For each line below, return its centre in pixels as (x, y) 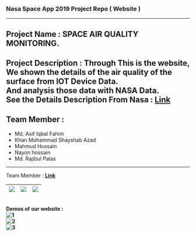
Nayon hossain (32, 152)
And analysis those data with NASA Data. (83, 90)
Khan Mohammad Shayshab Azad (55, 140)
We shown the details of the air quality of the (89, 72)
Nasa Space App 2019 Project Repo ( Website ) (73, 9)
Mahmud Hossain (36, 146)
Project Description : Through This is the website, (98, 63)
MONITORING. (33, 43)
